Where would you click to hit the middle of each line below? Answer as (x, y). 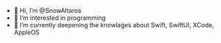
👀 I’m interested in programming (60, 18)
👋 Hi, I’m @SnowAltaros (48, 11)
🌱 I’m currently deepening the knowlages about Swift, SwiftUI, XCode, (114, 25)
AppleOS (26, 32)
